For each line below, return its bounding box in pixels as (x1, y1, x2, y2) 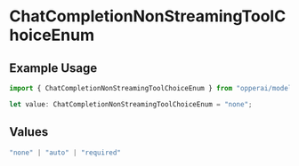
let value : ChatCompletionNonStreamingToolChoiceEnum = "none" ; (9, 99, 253, 108)
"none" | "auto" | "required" (9, 148, 122, 157)
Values (9, 124, 49, 139)
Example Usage (9, 60, 98, 75)
